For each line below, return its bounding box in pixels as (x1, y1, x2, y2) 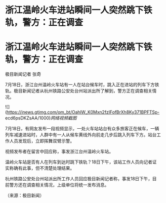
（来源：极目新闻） (5, 193, 44, 199)
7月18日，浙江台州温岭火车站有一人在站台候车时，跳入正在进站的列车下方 (5, 82, 155, 88)
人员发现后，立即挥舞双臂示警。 (9, 138, 75, 144)
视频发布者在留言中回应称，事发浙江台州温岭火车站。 (5, 149, 114, 154)
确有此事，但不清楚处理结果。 (13, 165, 75, 171)
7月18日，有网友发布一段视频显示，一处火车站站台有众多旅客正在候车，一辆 (5, 126, 160, 132)
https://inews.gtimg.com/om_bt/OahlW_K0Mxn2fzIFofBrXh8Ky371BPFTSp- (6, 109, 160, 115)
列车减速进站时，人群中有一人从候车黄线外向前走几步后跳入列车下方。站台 (5, 132, 157, 138)
